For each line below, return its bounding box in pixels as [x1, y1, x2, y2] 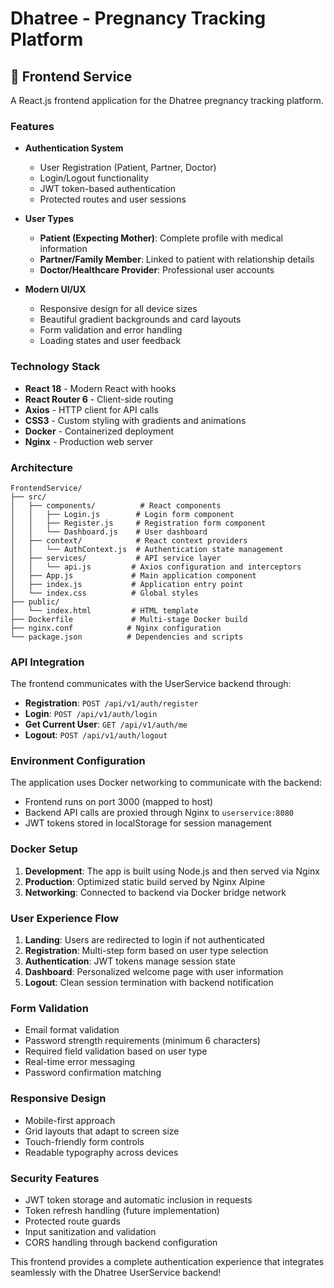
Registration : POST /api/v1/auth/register [24, 697, 199, 709]
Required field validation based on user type [24, 1045, 208, 1057]
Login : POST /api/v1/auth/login [24, 708, 158, 720]
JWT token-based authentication [39, 183, 177, 195]
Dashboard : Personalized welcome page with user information [24, 966, 284, 978]
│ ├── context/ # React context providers [10, 535, 248, 546]
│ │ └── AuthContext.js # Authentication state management [10, 544, 284, 554]
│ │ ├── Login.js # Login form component [10, 509, 235, 519]
